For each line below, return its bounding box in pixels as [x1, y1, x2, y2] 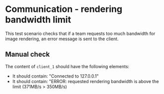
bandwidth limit [5, 14, 71, 25]
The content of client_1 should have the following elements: [5, 63, 130, 69]
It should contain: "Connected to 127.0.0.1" [12, 73, 99, 79]
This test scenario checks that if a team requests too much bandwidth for [5, 30, 156, 36]
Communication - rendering [5, 3, 123, 15]
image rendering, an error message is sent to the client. [5, 36, 119, 42]
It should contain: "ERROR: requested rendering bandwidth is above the [12, 78, 159, 84]
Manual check [5, 50, 50, 59]
